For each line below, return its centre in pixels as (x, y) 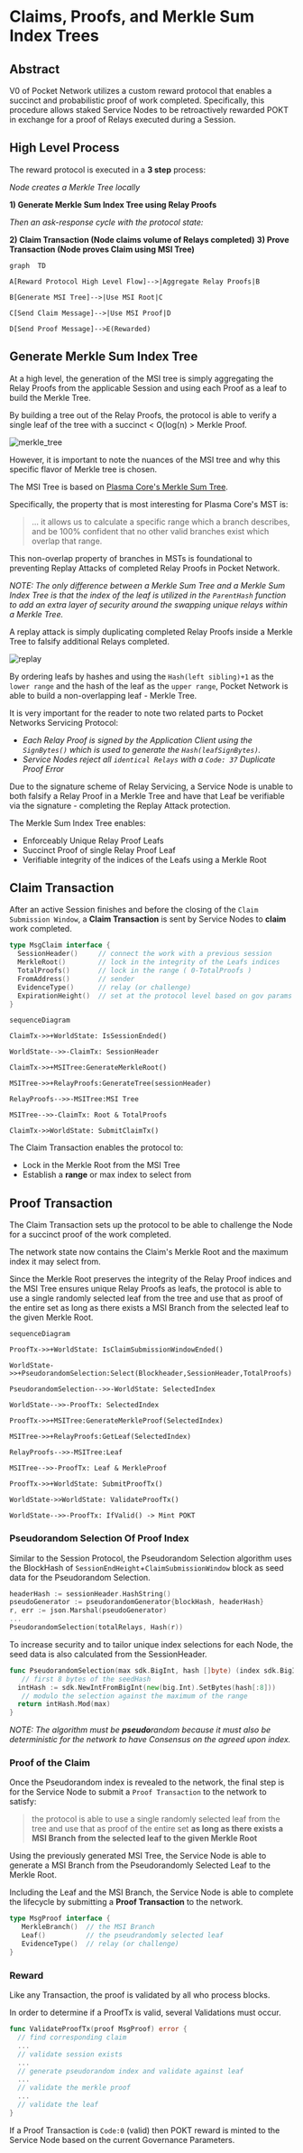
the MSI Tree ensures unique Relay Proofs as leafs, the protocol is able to (146, 1289)
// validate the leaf (58, 2105)
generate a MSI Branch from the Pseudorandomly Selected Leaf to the (140, 1865)
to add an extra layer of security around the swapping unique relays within (149, 604)
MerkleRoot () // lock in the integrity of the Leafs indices (149, 962)
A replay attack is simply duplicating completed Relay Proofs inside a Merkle (151, 631)
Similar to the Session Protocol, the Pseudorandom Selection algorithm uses (151, 1558)
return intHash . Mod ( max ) (64, 1704)
